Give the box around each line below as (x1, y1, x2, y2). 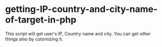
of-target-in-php (5, 14, 77, 25)
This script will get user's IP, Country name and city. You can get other (5, 30, 151, 36)
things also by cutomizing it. (5, 36, 64, 42)
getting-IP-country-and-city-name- (5, 3, 158, 15)
